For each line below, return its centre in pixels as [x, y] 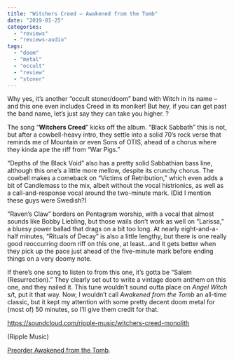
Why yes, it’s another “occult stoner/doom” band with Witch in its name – [112, 99]
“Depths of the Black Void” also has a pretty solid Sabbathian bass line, [110, 163]
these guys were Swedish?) [47, 200]
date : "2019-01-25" [36, 20]
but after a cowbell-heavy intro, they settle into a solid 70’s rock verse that [115, 135]
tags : [15, 46]
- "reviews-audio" [41, 40]
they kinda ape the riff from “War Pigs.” [64, 150]
